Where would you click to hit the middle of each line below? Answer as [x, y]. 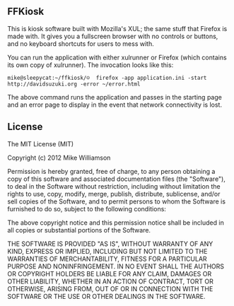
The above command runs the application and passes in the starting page [115, 97]
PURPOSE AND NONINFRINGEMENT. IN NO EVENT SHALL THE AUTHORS [116, 266]
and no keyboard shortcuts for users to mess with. [81, 43]
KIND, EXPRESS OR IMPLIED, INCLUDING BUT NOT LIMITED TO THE [107, 251]
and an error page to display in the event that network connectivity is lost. [115, 105]
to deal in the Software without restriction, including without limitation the [114, 186]
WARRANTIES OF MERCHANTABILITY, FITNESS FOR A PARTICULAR [107, 259]
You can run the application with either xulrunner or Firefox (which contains [117, 57]
